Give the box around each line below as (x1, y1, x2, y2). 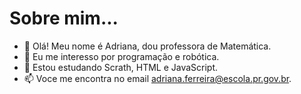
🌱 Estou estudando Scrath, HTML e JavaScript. (23, 61, 219, 73)
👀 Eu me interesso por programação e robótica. (23, 50, 220, 62)
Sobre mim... (9, 7, 119, 30)
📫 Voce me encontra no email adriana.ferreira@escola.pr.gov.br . (23, 72, 292, 84)
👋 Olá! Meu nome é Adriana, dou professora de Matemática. (23, 40, 272, 52)
